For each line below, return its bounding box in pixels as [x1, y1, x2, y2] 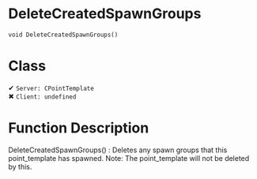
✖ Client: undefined [8, 91, 77, 101]
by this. [8, 162, 32, 171]
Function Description [8, 119, 149, 137]
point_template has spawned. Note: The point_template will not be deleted [8, 153, 250, 162]
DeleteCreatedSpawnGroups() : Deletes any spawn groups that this [8, 145, 228, 155]
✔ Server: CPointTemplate [8, 83, 95, 92]
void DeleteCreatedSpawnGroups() [8, 31, 119, 39]
